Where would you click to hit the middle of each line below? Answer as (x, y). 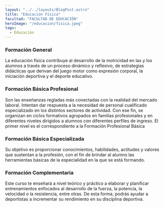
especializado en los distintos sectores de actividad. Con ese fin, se (74, 110)
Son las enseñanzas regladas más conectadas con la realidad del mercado (81, 100)
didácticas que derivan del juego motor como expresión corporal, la (74, 71)
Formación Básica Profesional (42, 89)
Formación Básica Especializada (45, 138)
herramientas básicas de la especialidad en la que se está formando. (75, 160)
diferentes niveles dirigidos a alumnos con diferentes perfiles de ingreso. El (82, 121)
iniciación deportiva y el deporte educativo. (49, 76)
